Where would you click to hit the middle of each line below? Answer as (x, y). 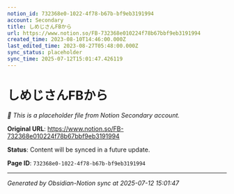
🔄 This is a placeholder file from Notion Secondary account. (93, 115)
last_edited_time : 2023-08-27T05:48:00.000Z (73, 46)
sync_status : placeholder (45, 53)
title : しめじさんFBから (39, 26)
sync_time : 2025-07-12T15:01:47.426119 (65, 59)
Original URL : (27, 129)
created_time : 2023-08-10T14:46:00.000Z (67, 40)
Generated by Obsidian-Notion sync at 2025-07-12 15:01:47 (93, 183)
